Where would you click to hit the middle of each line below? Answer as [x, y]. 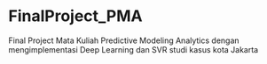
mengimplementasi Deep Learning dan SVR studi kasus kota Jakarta [133, 49]
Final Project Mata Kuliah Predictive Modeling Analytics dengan [124, 40]
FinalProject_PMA [75, 16]
